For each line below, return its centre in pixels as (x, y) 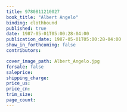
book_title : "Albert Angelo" (42, 17)
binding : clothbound (32, 23)
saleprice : (20, 72)
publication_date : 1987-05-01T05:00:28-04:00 (63, 39)
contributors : (24, 51)
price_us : (18, 83)
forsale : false (25, 67)
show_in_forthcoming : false (41, 45)
